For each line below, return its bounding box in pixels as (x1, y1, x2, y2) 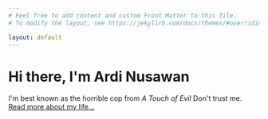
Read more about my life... (8, 102, 95, 112)
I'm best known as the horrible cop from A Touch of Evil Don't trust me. (8, 94, 242, 103)
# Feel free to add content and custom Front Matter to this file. (8, 11, 238, 20)
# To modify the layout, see (8, 19, 105, 27)
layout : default (8, 33, 62, 41)
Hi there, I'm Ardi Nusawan (8, 67, 190, 86)
